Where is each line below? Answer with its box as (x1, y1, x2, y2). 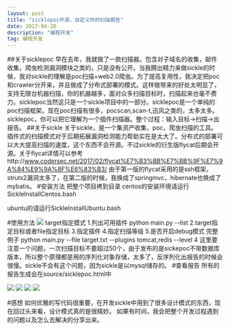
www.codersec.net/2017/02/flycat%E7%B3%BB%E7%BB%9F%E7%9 (24, 157, 223, 165)
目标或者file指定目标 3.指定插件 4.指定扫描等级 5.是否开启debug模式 (12, 227, 205, 236)
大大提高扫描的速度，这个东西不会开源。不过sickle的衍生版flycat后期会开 (12, 141, 219, 149)
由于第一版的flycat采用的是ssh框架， (108, 165, 213, 173)
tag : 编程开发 (7, 36, 43, 42)
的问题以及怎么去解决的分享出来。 (7, 316, 103, 324)
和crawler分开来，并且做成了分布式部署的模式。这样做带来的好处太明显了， (7, 81, 220, 89)
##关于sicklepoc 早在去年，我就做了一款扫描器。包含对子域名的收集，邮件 (7, 55, 218, 64)
